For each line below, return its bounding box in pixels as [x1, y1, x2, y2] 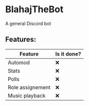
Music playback [8, 92, 46, 99]
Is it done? [55, 50, 81, 57]
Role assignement [8, 84, 51, 91]
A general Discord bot [5, 20, 51, 26]
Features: [5, 35, 37, 44]
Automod [8, 59, 30, 66]
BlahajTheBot [5, 4, 64, 15]
